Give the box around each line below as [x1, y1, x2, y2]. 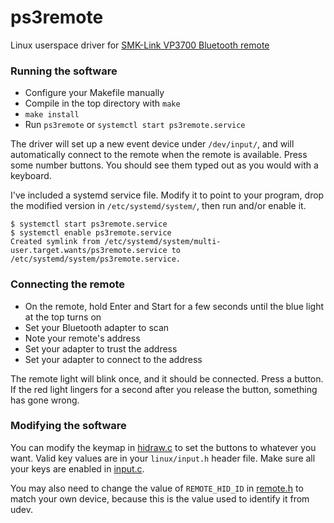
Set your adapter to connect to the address [24, 353, 203, 365]
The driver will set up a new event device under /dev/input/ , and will [10, 138, 295, 150]
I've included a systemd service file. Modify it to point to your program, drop [10, 189, 325, 201]
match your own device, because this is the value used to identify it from [10, 492, 310, 505]
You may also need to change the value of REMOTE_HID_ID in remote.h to [10, 482, 304, 494]
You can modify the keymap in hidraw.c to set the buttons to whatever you [10, 441, 317, 453]
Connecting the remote [10, 277, 126, 291]
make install [24, 110, 80, 120]
